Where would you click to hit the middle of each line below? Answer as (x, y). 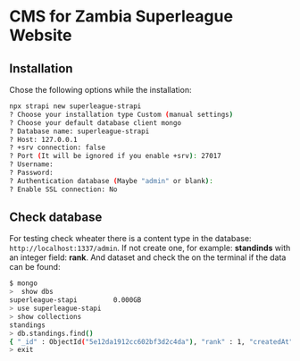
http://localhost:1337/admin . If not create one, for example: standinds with (150, 248)
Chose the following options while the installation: (100, 90)
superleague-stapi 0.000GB (75, 300)
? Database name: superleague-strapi (79, 131)
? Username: (31, 164)
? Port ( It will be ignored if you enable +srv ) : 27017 (115, 156)
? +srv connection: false (57, 148)
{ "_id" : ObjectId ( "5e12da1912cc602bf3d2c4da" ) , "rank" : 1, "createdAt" (151, 341)
